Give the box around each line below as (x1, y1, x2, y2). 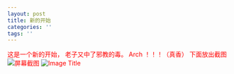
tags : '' (7, 30, 33, 37)
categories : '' (7, 23, 52, 30)
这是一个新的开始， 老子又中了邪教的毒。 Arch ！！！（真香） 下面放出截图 (7, 50, 227, 58)
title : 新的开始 (7, 17, 51, 24)
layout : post (7, 10, 46, 18)
